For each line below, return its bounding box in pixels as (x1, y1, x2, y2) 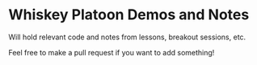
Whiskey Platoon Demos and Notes (8, 6, 250, 24)
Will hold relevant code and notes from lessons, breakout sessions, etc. (8, 32, 246, 42)
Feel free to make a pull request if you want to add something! (8, 47, 215, 57)
